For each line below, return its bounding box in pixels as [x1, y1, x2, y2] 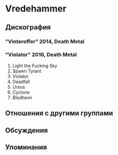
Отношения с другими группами [5, 109, 113, 117]
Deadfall [12, 78, 30, 84]
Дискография [5, 23, 51, 31]
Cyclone [12, 89, 30, 95]
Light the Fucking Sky [12, 62, 57, 68]
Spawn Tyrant [12, 68, 41, 74]
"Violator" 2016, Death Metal [5, 51, 77, 58]
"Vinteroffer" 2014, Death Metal [5, 38, 85, 45]
